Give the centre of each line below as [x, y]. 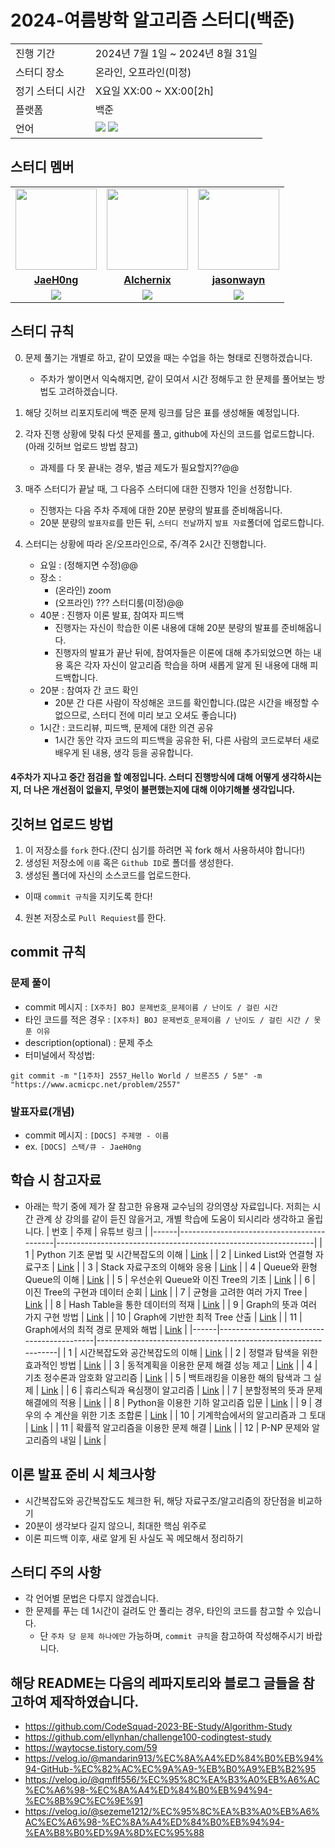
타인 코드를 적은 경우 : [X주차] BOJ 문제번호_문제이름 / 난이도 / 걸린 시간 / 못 [173, 1019]
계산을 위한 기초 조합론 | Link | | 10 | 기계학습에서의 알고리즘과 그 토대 [190, 1415]
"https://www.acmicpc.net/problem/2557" [96, 1084]
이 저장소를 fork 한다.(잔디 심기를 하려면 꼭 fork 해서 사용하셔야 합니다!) [165, 850]
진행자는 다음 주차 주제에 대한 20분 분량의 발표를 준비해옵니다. [161, 510]
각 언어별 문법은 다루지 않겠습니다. [91, 1598]
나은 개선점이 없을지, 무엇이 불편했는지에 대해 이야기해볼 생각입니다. [164, 790]
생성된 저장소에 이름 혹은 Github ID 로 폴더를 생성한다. [129, 862]
